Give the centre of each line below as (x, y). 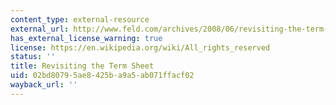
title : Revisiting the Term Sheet (82, 66)
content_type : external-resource (80, 19)
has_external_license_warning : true (86, 38)
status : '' (33, 57)
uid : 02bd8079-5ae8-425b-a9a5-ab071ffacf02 (102, 76)
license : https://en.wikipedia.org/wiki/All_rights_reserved (140, 47)
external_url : (40, 29)
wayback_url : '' (44, 85)
